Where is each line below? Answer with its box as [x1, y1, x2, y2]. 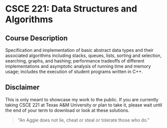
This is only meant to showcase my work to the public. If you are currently [5, 96, 158, 102]
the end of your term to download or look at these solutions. [5, 107, 130, 113]
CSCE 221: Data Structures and [5, 3, 137, 15]
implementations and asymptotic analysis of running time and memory [5, 63, 151, 69]
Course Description [5, 34, 68, 42]
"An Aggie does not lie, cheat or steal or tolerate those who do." [17, 117, 150, 123]
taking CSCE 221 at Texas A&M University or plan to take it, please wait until [5, 102, 162, 108]
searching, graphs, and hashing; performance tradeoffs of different [5, 58, 145, 63]
